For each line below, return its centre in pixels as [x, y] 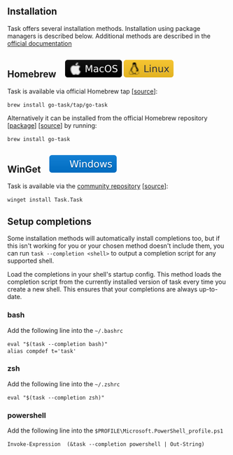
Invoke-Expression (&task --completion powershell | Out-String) [106, 444]
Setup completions [50, 222]
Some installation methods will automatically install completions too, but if [114, 239]
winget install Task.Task [45, 200]
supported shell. [31, 261]
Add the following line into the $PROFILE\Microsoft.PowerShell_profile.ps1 [115, 430]
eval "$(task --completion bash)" [58, 344]
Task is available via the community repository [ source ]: [88, 186]
